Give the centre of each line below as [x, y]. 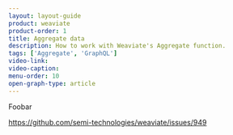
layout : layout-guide [45, 16]
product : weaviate [39, 23]
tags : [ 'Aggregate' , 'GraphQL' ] [63, 53]
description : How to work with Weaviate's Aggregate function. [117, 46]
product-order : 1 [38, 31]
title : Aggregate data [47, 38]
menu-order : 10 [34, 76]
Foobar [20, 107]
